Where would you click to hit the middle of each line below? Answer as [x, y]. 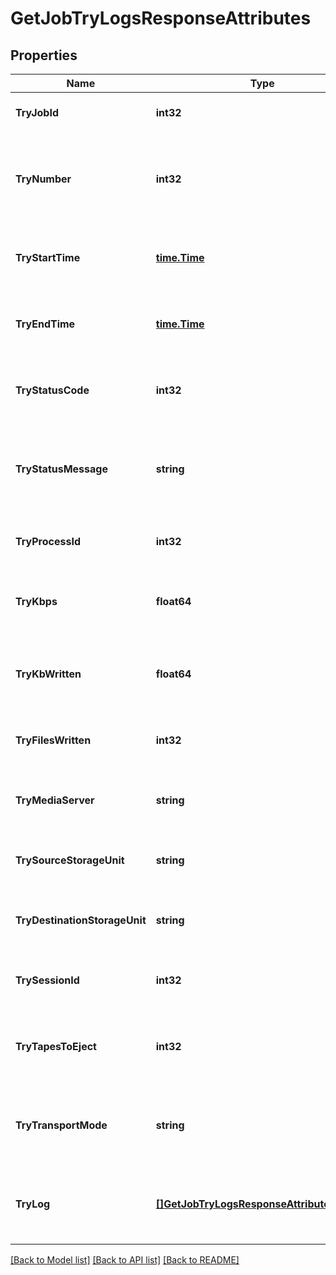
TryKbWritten [48, 674]
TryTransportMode [61, 1125]
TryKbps [36, 601]
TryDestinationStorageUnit [81, 920]
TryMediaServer [55, 800]
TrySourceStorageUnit [70, 860]
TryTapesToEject [56, 1046]
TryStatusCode [52, 390]
